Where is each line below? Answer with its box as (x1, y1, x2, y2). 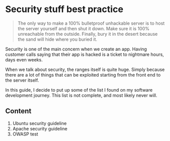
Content (5, 107, 32, 115)
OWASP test (12, 131, 38, 137)
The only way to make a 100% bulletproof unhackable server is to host (17, 20, 165, 26)
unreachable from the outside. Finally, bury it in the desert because (17, 31, 158, 37)
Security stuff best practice (5, 4, 123, 15)
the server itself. (5, 77, 39, 83)
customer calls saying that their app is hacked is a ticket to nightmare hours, (5, 51, 164, 57)
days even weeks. (5, 56, 43, 62)
